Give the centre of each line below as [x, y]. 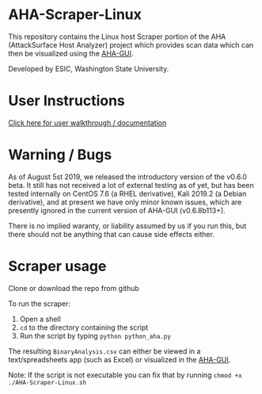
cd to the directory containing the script [84, 327]
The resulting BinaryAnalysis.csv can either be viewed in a [104, 351]
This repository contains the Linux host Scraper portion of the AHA [117, 36]
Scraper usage [57, 266]
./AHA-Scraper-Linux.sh [47, 382]
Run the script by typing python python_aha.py [95, 335]
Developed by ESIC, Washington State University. [89, 68]
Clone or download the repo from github [74, 288]
